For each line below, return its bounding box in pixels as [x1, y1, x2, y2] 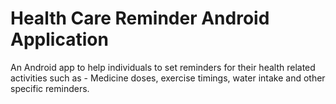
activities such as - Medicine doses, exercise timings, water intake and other [10, 72, 326, 84]
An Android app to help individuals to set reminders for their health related [10, 61, 316, 73]
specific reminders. [10, 82, 90, 94]
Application [10, 28, 109, 51]
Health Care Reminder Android [10, 7, 270, 30]
